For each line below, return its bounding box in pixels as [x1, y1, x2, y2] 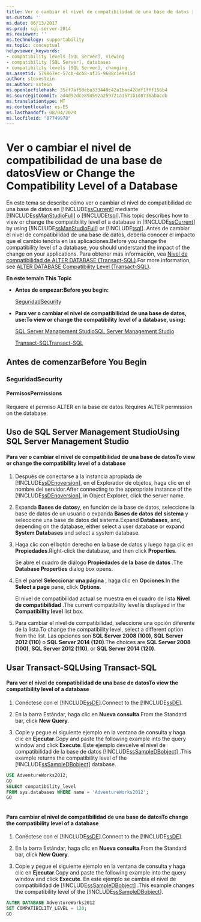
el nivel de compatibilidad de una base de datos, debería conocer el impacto [6, 231, 196, 238]
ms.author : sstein [6, 82, 52, 88]
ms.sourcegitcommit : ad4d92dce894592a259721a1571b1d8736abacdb [6, 93, 168, 99]
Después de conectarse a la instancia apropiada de [14, 473, 142, 480]
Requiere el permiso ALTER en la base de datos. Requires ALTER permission [6, 403, 193, 410]
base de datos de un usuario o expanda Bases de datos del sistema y [14, 510, 188, 517]
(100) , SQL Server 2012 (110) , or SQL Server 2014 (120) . [14, 645, 156, 653]
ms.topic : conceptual [6, 43, 61, 49]
